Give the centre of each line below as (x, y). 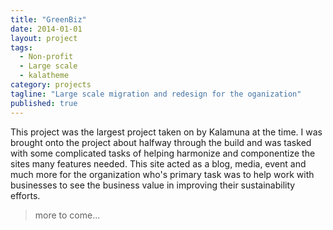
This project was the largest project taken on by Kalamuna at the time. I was (166, 132)
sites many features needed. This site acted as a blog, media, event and (158, 163)
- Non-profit (46, 57)
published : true (44, 103)
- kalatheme (44, 76)
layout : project (44, 38)
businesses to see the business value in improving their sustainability (153, 185)
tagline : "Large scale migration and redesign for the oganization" (156, 94)
